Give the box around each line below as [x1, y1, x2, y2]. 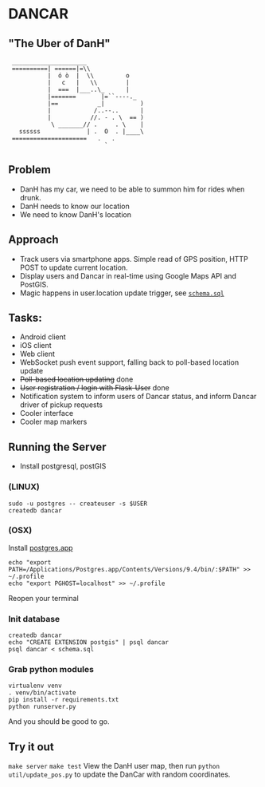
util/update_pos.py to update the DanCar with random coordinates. [8, 769, 231, 779]
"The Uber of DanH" [8, 37, 111, 50]
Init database [8, 613, 60, 624]
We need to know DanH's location [19, 209, 131, 219]
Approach [8, 233, 59, 247]
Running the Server [8, 440, 107, 453]
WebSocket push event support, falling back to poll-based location [19, 358, 240, 367]
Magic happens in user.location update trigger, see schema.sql [19, 288, 224, 298]
